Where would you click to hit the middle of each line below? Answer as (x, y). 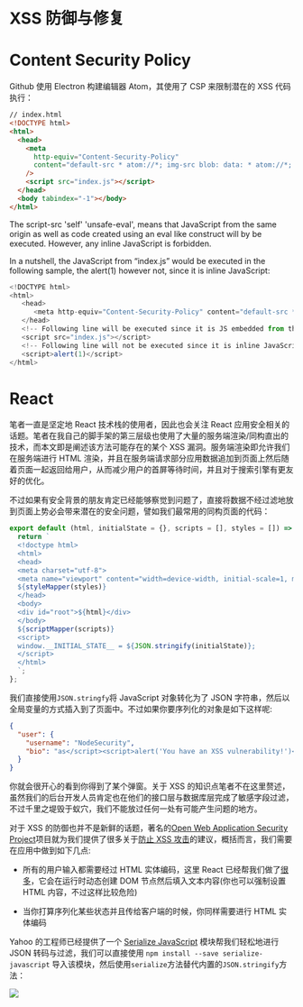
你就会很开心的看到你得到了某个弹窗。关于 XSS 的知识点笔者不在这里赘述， (150, 786)
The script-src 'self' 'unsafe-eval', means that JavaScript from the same (143, 224)
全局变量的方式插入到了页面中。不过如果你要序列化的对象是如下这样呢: (141, 709)
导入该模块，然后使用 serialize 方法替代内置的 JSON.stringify (165, 965)
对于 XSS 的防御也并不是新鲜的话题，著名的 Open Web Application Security (149, 828)
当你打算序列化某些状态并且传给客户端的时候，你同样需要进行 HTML (149, 911)
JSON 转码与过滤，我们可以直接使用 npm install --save (114, 953)
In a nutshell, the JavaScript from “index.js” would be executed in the (138, 261)
